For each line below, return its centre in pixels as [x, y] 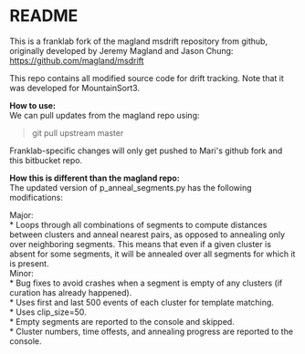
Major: [21, 214]
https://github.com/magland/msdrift [77, 60]
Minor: [22, 273]
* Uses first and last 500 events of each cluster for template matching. [142, 302]
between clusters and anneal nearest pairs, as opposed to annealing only [147, 234]
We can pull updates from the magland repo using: [105, 115]
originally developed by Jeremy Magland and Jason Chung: [121, 50]
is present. [29, 263]
